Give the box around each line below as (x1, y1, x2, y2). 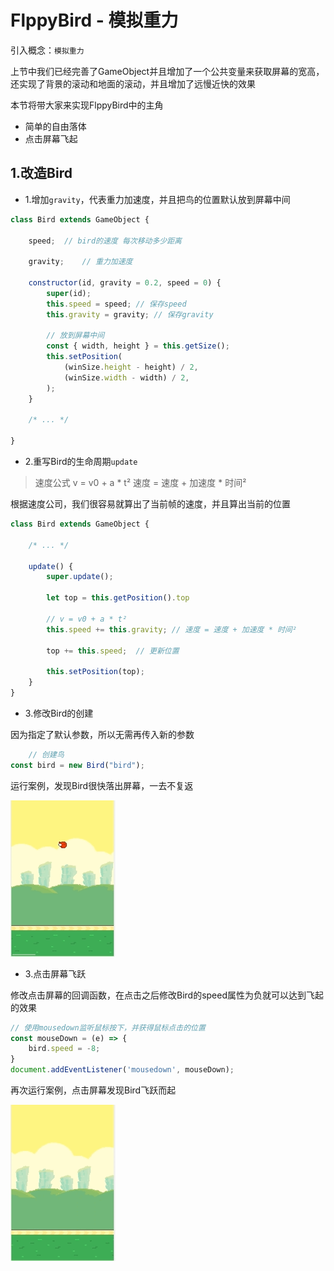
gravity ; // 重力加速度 (28, 257, 133, 267)
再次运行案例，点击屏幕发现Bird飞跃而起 (10, 1084, 177, 1096)
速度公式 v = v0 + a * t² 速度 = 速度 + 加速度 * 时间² (34, 477, 247, 488)
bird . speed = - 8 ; (28, 1044, 101, 1054)
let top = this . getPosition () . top (46, 593, 190, 603)
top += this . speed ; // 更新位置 (46, 646, 180, 656)
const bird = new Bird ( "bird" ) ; (10, 760, 145, 770)
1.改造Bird (10, 165, 73, 182)
